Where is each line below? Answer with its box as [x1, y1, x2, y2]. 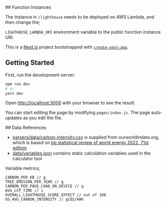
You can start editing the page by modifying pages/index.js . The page [5, 110, 150, 116]
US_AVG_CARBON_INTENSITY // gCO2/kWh [5, 197, 84, 202]
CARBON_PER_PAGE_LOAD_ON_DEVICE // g [5, 184, 84, 189]
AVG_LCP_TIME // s [5, 188, 43, 193]
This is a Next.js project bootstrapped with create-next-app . [5, 44, 129, 50]
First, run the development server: [5, 72, 75, 78]
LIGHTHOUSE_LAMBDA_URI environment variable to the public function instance [5, 29, 161, 35]
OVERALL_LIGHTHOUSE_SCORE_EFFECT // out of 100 [5, 192, 106, 197]
